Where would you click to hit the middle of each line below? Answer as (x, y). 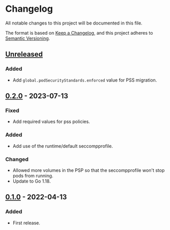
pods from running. (33, 175)
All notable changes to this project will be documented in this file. (74, 23)
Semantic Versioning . (28, 38)
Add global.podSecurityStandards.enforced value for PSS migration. (85, 80)
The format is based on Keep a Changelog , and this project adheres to (79, 33)
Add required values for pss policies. (51, 122)
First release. (26, 223)
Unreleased (24, 54)
